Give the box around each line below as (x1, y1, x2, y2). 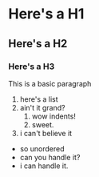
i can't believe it (19, 128, 73, 138)
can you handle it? (19, 152, 81, 162)
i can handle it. (19, 161, 69, 171)
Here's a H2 (8, 37, 68, 50)
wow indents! (31, 111, 76, 121)
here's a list (19, 94, 58, 104)
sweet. (31, 119, 54, 129)
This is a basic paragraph (8, 78, 92, 88)
